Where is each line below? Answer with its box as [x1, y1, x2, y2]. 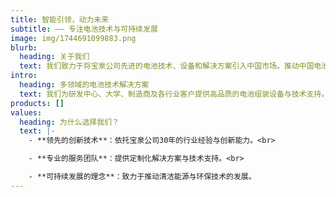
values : [10, 107, 43, 118]
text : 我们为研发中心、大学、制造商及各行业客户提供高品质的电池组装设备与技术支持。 [19, 89, 330, 99]
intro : [10, 71, 38, 81]
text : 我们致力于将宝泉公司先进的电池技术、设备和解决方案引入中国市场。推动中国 [19, 61, 315, 71]
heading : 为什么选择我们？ [19, 117, 120, 127]
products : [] [10, 98, 65, 108]
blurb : [10, 42, 38, 53]
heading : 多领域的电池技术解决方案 [19, 80, 150, 90]
